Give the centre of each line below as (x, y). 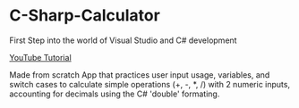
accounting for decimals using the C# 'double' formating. (115, 94)
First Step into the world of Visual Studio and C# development (123, 40)
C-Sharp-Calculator (85, 16)
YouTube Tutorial (40, 57)
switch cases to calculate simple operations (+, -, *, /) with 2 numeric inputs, (150, 84)
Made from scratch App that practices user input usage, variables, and (140, 75)
